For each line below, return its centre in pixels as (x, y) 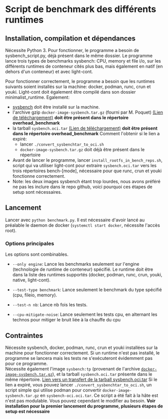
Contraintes (24, 336)
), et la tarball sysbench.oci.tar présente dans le (102, 374)
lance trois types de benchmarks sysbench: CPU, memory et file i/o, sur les (83, 61)
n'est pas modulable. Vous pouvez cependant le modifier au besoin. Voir (80, 400)
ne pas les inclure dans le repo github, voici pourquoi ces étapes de (82, 187)
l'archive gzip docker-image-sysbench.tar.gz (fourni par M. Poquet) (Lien (88, 112)
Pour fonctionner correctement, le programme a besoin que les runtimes (80, 81)
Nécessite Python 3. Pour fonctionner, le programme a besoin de (72, 50)
